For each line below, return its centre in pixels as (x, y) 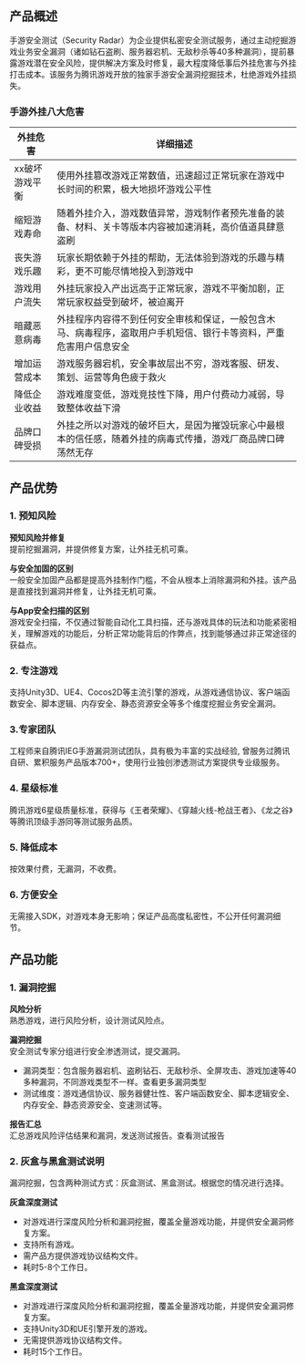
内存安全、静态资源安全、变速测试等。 (94, 1104)
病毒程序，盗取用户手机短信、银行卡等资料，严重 (180, 333)
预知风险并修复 (37, 537)
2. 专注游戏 (34, 670)
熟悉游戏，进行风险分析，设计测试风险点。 (89, 1020)
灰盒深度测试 (33, 1203)
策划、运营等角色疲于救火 (112, 377)
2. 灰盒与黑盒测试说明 (57, 1161)
